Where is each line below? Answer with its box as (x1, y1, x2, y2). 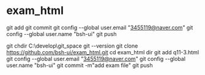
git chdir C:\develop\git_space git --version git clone (6, 42, 138, 49)
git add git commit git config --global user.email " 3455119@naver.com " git (6, 24, 193, 31)
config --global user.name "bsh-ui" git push (6, 30, 117, 37)
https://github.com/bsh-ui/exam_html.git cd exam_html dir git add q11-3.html (6, 48, 199, 55)
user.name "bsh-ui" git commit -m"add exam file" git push (6, 62, 153, 69)
